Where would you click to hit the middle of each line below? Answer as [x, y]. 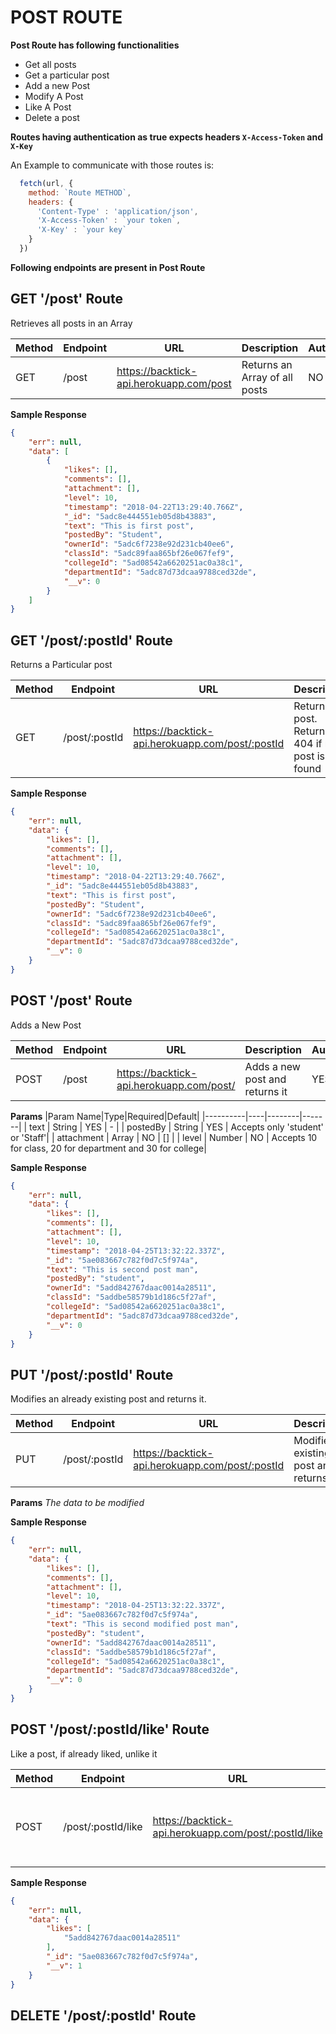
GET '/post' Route [66, 299]
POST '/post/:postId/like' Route [110, 1729]
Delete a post [52, 117]
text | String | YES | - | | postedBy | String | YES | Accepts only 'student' [176, 1127]
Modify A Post [54, 96]
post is [309, 756]
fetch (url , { [46, 183]
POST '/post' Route [71, 1001]
